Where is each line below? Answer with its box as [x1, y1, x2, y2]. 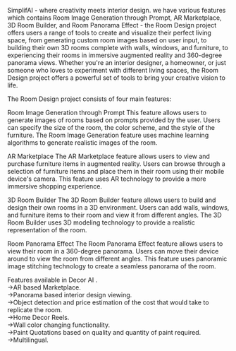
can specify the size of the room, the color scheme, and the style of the [7, 124, 215, 131]
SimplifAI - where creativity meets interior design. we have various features [7, 6, 226, 14]
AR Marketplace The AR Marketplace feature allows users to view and [7, 152, 210, 160]
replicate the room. [7, 306, 63, 314]
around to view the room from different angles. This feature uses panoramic [7, 254, 228, 263]
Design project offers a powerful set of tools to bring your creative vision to [7, 73, 225, 82]
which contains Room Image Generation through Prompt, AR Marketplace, [7, 13, 222, 22]
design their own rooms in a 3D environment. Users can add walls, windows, [7, 203, 230, 211]
